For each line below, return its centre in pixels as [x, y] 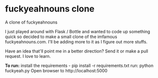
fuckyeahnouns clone [50, 9]
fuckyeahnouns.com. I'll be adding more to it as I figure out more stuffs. [76, 41]
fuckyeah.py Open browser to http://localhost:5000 [56, 70]
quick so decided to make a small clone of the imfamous [61, 37]
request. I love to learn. [28, 56]
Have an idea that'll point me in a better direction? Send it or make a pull [77, 51]
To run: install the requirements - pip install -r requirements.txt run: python [79, 65]
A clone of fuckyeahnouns [31, 22]
